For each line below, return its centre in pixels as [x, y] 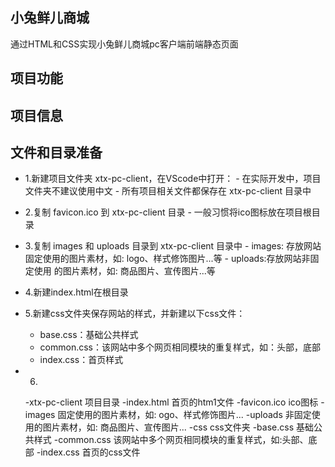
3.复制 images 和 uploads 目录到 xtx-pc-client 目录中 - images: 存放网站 [173, 246]
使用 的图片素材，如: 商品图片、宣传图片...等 [124, 271]
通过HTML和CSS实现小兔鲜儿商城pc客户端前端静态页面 [124, 44]
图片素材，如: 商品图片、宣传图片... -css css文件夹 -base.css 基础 [178, 427]
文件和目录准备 [56, 152]
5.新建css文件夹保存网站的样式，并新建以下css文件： [135, 314]
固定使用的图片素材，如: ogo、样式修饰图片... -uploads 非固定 [184, 415]
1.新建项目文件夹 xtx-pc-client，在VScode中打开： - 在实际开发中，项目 [173, 179]
